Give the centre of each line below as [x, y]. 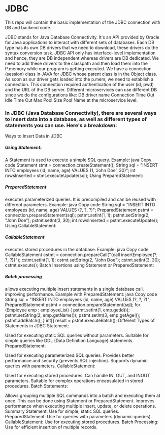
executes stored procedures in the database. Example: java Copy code [77, 250]
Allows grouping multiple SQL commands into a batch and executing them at [83, 395]
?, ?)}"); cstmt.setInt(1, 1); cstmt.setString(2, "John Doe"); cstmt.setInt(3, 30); [83, 260]
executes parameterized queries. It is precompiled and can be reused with [81, 199]
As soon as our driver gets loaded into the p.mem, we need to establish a [79, 79]
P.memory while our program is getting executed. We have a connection [78, 68]
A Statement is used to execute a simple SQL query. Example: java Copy [78, 160]
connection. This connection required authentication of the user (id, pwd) [80, 84]
